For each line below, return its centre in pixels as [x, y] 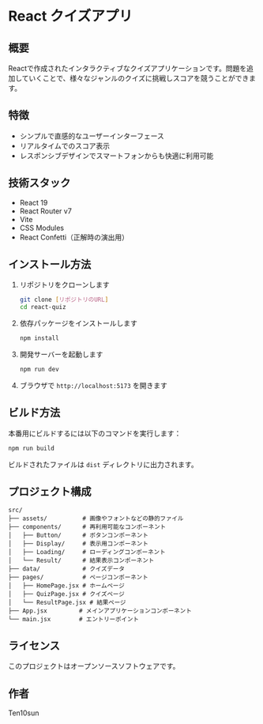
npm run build [32, 448]
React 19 [34, 202]
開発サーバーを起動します [61, 354]
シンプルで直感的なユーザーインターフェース [92, 136]
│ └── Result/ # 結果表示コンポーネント [81, 561]
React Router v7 [46, 211]
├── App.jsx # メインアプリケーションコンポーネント [100, 611]
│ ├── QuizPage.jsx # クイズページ [66, 594]
